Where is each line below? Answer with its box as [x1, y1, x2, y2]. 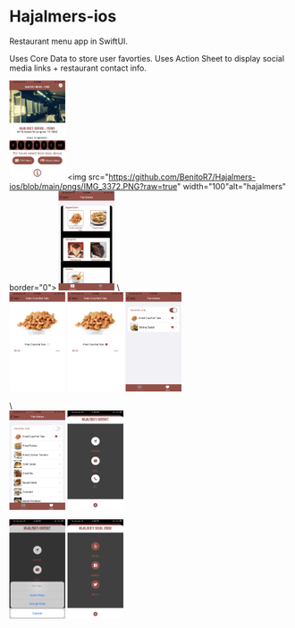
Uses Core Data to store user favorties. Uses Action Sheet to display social [9, 53, 284, 63]
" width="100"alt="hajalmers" [177, 181, 287, 192]
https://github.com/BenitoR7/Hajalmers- [108, 172, 257, 182]
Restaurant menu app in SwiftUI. [9, 36, 128, 46]
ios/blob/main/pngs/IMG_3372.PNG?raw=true [9, 181, 178, 192]
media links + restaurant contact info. [9, 63, 147, 73]
